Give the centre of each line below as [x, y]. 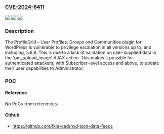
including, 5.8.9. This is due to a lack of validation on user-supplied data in [81, 52]
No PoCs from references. [32, 104]
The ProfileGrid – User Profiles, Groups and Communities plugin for [73, 42]
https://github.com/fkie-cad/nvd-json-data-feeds [62, 126]
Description [20, 31]
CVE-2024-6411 [25, 7]
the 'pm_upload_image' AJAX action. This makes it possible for [69, 57]
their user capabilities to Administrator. [44, 68]
